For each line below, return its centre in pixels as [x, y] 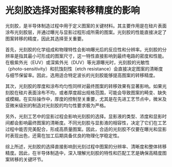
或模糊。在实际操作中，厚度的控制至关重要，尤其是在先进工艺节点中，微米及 [86, 99]
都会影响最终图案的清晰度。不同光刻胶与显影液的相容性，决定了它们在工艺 [88, 123]
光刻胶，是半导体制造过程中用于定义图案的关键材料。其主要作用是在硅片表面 [86, 26]
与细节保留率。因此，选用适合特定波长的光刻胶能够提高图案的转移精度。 [81, 75]
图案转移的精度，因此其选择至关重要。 [46, 39]
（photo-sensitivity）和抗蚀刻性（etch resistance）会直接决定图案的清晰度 [84, 69]
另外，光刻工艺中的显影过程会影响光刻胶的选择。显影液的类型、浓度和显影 [84, 116]
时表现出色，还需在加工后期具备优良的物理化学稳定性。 [63, 135]
